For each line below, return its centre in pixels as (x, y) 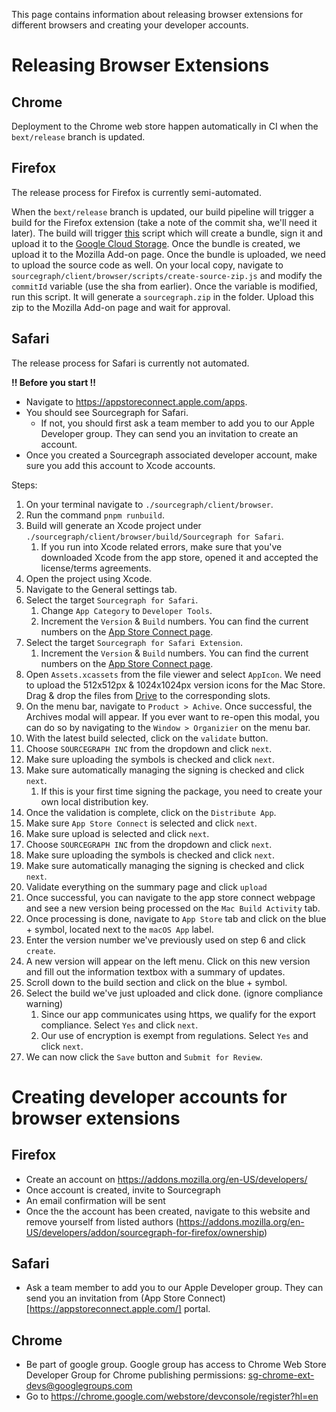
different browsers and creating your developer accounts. (130, 25)
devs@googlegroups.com (79, 1386)
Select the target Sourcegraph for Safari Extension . (134, 642)
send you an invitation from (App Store (105, 1298)
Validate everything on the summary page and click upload (146, 886)
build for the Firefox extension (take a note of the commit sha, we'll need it (164, 222)
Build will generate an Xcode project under (113, 525)
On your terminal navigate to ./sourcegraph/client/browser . (149, 504)
